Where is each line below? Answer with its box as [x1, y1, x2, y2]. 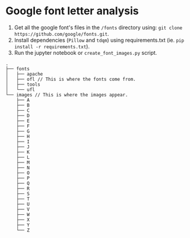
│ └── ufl [5, 86, 35, 93]
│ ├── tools [5, 82, 41, 87]
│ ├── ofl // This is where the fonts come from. [5, 76, 136, 82]
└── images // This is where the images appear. [5, 92, 128, 98]
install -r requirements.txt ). [14, 43, 90, 50]
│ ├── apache [5, 71, 43, 77]
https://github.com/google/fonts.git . [14, 30, 109, 37]
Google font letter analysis [5, 4, 139, 18]
